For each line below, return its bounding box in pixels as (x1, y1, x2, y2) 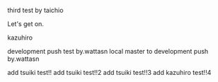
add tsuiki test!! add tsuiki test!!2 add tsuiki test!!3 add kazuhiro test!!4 (7, 69, 212, 76)
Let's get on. (7, 20, 45, 28)
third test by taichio (7, 6, 64, 14)
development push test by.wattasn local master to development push (7, 47, 209, 55)
